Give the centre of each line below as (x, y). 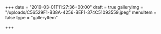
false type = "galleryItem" (32, 17)
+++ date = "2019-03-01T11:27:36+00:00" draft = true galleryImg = (74, 7)
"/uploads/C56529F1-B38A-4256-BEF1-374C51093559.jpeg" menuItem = (81, 12)
